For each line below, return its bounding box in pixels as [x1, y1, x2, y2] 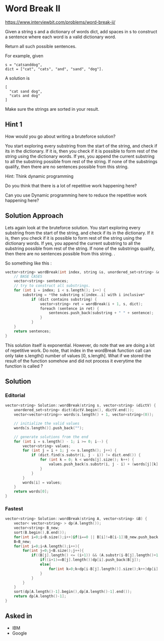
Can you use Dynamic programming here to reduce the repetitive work [5, 192, 147, 198]
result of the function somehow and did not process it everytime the [5, 358, 142, 364]
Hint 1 [5, 121, 23, 129]
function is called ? [5, 363, 43, 369]
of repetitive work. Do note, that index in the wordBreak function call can [5, 347, 151, 353]
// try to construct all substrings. [14, 283, 91, 288]
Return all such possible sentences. [5, 43, 77, 49]
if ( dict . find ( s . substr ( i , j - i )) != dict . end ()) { [31, 453, 141, 458]
